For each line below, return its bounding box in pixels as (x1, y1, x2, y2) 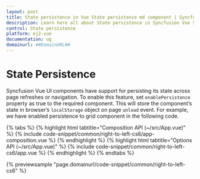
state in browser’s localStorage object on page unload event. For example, (6, 106, 189, 113)
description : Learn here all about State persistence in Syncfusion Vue (6, 20, 190, 26)
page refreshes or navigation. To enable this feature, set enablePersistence (6, 93, 190, 101)
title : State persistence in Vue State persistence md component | (6, 14, 177, 20)
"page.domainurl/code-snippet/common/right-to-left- (53, 161, 186, 168)
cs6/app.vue (6, 149, 37, 156)
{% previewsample (6, 161, 52, 168)
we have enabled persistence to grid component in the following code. (6, 112, 179, 120)
